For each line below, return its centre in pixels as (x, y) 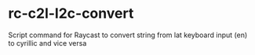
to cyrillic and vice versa (47, 43)
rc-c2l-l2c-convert (71, 14)
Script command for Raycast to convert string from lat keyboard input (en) (128, 35)
